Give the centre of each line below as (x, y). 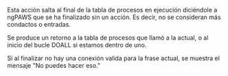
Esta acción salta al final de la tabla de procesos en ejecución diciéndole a (112, 10)
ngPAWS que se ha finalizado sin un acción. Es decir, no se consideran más (114, 17)
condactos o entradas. (39, 24)
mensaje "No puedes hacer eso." (54, 65)
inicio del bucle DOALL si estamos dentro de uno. (77, 45)
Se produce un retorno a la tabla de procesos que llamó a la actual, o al (108, 38)
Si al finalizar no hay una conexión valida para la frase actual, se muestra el (113, 58)
